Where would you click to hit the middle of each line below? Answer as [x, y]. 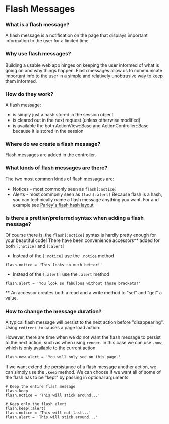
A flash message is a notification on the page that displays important [76, 35]
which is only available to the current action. [51, 348]
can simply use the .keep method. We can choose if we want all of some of [83, 372]
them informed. [21, 81]
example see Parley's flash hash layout [53, 205]
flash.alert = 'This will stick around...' [52, 417]
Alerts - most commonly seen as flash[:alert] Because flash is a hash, [87, 194]
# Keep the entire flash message [40, 387]
